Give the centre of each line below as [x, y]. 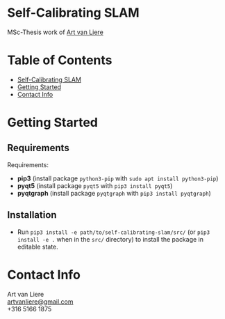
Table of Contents [60, 60]
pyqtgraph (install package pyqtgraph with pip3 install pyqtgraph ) [114, 193]
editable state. [38, 247]
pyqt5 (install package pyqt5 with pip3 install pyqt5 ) [95, 185]
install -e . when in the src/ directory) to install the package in [110, 239]
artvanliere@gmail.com [40, 302]
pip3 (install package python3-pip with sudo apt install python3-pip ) [118, 178]
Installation [32, 215]
